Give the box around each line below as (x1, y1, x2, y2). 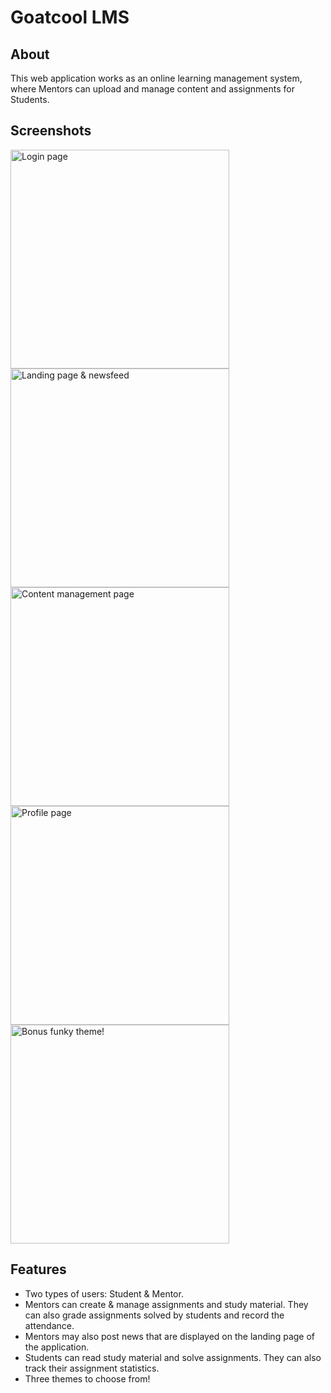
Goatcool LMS (10, 6, 130, 29)
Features (10, 1261, 67, 1278)
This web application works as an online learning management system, (10, 72, 303, 84)
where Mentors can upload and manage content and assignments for (10, 83, 295, 95)
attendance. (24, 1319, 75, 1331)
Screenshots (10, 122, 92, 140)
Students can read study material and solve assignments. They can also (24, 1351, 322, 1363)
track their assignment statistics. (24, 1362, 160, 1374)
